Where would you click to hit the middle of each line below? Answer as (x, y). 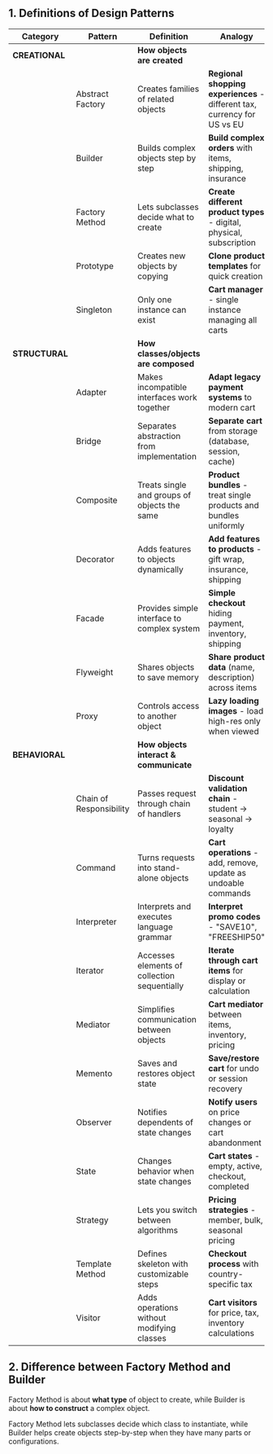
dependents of (165, 1122)
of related (156, 99)
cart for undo (234, 1068)
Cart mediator (236, 1004)
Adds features (164, 549)
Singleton (94, 310)
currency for (232, 114)
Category (40, 36)
